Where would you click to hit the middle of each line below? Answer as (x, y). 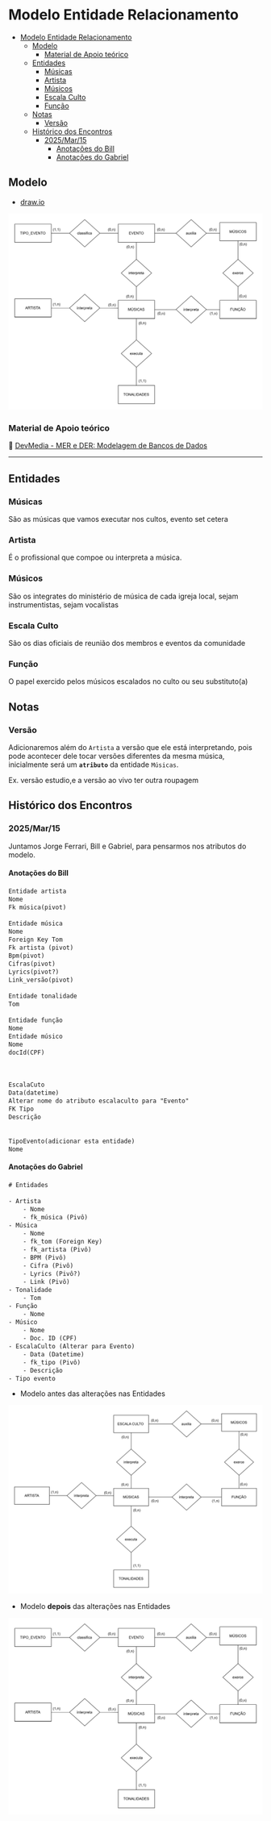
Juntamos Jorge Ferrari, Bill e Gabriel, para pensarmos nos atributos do (127, 846)
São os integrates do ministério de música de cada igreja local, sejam (123, 596)
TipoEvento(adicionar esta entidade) (72, 1141)
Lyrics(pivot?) (34, 972)
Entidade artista (38, 891)
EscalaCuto (27, 1085)
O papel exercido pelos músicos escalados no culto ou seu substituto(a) (128, 681)
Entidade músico (35, 1036)
